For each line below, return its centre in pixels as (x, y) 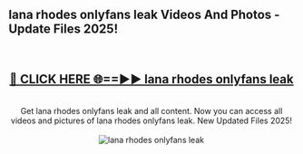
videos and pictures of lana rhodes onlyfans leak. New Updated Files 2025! (151, 120)
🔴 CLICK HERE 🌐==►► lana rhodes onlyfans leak (151, 79)
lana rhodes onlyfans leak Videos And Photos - (144, 15)
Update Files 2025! (64, 29)
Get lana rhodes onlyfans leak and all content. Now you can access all (151, 111)
